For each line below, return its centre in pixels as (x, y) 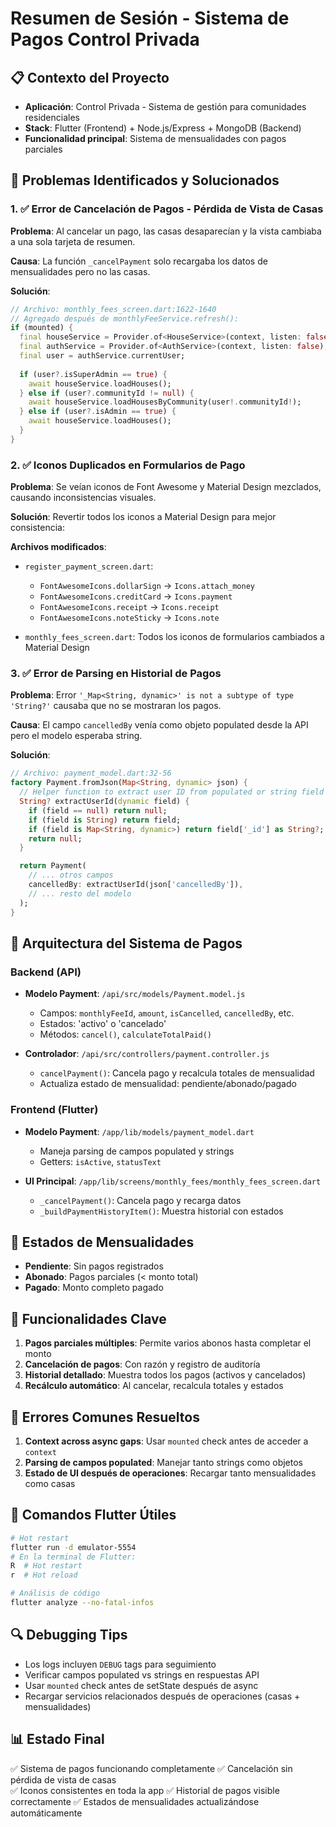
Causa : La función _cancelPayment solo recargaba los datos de (139, 261)
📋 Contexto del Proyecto (90, 77)
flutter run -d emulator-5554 (73, 1547)
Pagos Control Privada (105, 39)
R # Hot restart (46, 1566)
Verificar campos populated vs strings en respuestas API (142, 1674)
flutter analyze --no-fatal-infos (82, 1603)
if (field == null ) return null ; (98, 810)
